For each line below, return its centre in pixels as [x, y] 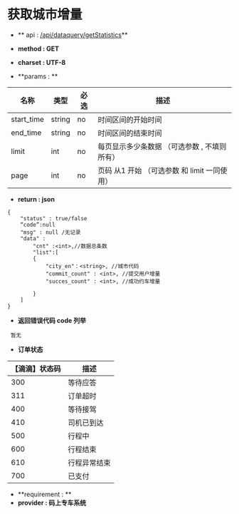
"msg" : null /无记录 [51, 232]
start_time [27, 119]
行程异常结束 [90, 463]
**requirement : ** [44, 494]
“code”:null [38, 225]
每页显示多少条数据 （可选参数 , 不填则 [162, 146]
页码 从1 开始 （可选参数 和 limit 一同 [159, 170]
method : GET [38, 48]
